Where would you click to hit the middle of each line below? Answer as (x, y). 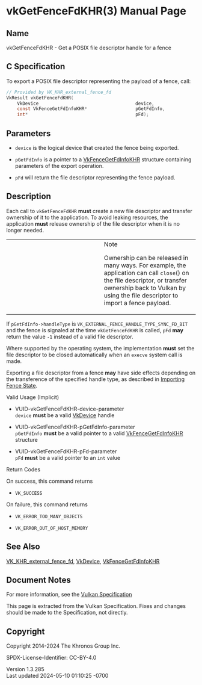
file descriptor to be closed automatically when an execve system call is (94, 355)
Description (29, 197)
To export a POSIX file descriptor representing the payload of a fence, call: (99, 81)
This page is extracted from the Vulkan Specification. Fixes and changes (96, 606)
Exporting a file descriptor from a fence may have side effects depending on (101, 373)
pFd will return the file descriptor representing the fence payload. (95, 178)
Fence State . (22, 385)
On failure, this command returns (47, 504)
